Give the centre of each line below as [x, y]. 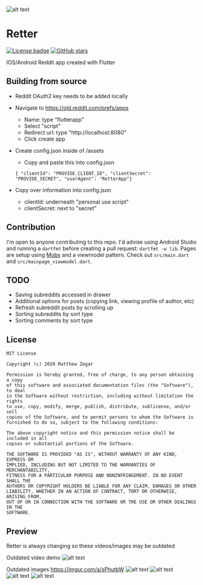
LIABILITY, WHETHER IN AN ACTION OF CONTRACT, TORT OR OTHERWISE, [92, 492]
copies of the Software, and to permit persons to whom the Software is [100, 417]
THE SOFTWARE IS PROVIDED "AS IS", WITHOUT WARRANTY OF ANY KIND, [92, 455]
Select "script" [42, 126]
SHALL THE [19, 481]
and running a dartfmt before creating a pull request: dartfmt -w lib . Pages [101, 248]
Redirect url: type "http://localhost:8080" [75, 132]
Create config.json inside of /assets [59, 150]
